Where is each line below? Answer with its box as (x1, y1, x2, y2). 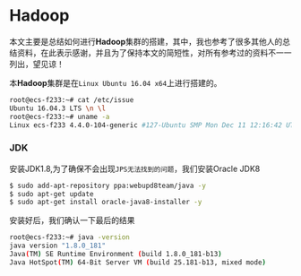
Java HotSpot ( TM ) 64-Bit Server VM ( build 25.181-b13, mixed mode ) (9, 257, 267, 267)
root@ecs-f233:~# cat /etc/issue (9, 95, 134, 104)
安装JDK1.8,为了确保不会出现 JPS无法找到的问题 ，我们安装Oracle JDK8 (9, 163, 261, 174)
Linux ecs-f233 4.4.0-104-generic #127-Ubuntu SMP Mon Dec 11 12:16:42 (9, 120, 282, 130)
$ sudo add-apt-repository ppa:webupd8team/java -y (9, 181, 206, 190)
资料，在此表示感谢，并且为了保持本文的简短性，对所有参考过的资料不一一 (16, 47, 292, 58)
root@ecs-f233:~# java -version (9, 233, 130, 242)
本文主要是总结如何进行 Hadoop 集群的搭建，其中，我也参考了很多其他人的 (9, 36, 283, 47)
